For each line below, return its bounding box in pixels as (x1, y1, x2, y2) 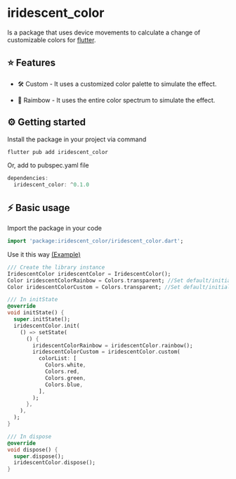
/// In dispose (7, 433, 52, 440)
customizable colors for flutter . (7, 35, 96, 44)
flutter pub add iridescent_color (7, 148, 109, 155)
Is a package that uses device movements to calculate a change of (7, 28, 201, 37)
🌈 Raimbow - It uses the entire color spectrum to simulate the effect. (17, 96, 216, 104)
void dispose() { (7, 446, 58, 453)
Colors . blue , (44, 381, 83, 388)
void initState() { (7, 309, 65, 317)
